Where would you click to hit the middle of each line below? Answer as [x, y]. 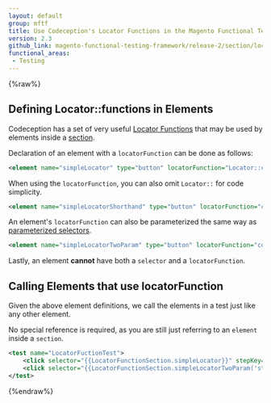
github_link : [30, 46]
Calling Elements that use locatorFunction [116, 286]
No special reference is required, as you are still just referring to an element [133, 330]
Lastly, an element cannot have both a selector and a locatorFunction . [127, 261]
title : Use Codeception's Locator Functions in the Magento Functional [131, 31]
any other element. [40, 314]
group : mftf [28, 23]
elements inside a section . [52, 137]
